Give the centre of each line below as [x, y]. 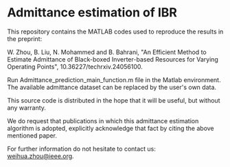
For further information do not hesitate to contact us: [82, 149]
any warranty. [27, 107]
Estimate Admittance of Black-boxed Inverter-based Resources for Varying [113, 59]
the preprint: [25, 38]
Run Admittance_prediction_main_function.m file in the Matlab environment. [114, 79]
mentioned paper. [32, 136]
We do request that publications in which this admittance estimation [103, 120]
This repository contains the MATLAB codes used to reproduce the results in [115, 31]
